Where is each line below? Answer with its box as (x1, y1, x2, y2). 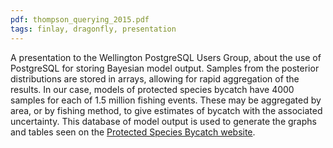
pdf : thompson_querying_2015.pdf (10, 14, 150, 25)
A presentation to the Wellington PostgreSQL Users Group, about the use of (10, 51, 322, 63)
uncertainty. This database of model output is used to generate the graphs (10, 115, 317, 127)
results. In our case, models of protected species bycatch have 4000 (10, 83, 295, 95)
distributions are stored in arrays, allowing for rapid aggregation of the (10, 72, 300, 85)
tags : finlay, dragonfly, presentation (10, 24, 177, 34)
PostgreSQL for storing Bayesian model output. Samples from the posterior (10, 62, 320, 74)
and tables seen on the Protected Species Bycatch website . (10, 126, 256, 138)
